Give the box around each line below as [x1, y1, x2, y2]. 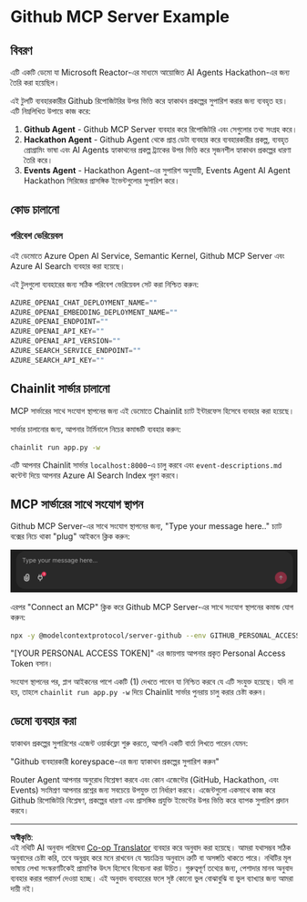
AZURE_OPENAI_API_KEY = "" [10, 327, 105, 337]
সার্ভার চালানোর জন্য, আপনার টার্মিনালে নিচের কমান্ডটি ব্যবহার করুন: [10, 423, 181, 434]
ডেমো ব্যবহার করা [10, 713, 77, 729]
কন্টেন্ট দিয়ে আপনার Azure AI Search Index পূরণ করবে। [10, 470, 180, 481]
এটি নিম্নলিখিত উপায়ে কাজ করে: [10, 106, 91, 116]
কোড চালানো [10, 202, 60, 218]
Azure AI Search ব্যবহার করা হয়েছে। [10, 260, 126, 271]
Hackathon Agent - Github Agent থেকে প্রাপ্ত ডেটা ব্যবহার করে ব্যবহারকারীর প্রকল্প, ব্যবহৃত [23, 134, 289, 145]
